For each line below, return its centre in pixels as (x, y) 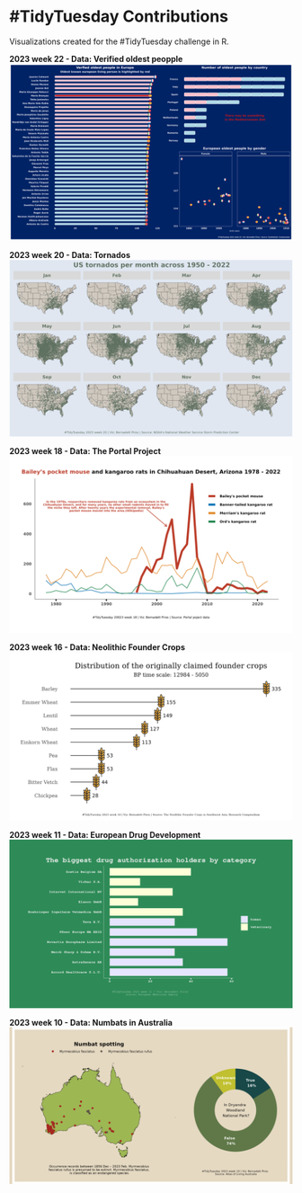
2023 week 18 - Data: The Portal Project (85, 450)
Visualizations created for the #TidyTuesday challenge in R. (119, 41)
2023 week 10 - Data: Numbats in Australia (91, 1023)
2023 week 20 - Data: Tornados (70, 254)
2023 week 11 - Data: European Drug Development (105, 835)
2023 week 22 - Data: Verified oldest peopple (96, 58)
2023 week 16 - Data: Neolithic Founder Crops (98, 647)
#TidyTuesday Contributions (119, 17)
